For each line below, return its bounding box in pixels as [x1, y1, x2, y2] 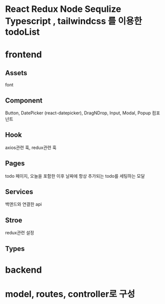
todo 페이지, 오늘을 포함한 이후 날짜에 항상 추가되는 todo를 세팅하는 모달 [5, 173, 145, 179]
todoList [5, 26, 40, 38]
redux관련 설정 [5, 230, 35, 236]
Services [5, 188, 34, 196]
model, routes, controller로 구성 [5, 289, 135, 300]
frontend [5, 49, 42, 60]
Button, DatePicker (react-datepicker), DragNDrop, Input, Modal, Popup [5, 110, 151, 116]
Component [5, 96, 43, 104]
